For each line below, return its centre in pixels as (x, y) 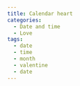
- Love (23, 33)
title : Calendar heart (40, 14)
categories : (24, 20)
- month (25, 59)
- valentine (31, 65)
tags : (15, 40)
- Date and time (37, 26)
